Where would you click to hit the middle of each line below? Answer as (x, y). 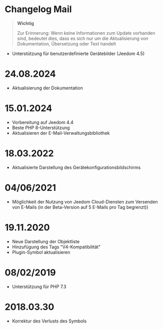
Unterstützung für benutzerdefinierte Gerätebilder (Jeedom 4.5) (78, 53)
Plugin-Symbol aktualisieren (41, 252)
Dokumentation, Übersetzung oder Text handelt (66, 43)
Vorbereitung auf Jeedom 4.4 (43, 122)
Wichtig (25, 23)
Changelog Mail (38, 9)
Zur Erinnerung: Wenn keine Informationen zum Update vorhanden (86, 33)
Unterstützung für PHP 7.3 (39, 287)
